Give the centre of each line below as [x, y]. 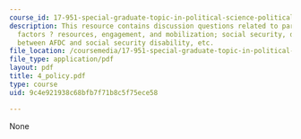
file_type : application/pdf [62, 59]
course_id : [30, 17]
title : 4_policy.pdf [48, 76]
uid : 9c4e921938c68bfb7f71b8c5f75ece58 [84, 92]
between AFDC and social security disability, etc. [116, 43]
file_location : [38, 51]
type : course [34, 84]
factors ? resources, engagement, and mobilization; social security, [152, 34]
